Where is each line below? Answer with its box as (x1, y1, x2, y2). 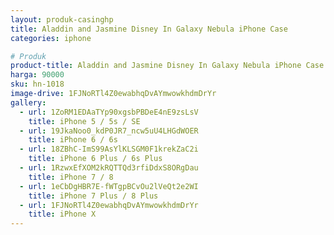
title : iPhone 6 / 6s (28, 135, 118, 145)
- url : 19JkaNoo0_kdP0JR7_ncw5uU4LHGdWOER (19, 126, 199, 136)
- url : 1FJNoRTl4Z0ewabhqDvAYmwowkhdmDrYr (19, 200, 199, 210)
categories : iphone (10, 33, 92, 43)
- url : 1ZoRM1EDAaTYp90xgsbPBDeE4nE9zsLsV (19, 107, 199, 117)
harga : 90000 (10, 70, 65, 80)
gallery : (10, 97, 47, 108)
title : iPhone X (28, 209, 97, 220)
